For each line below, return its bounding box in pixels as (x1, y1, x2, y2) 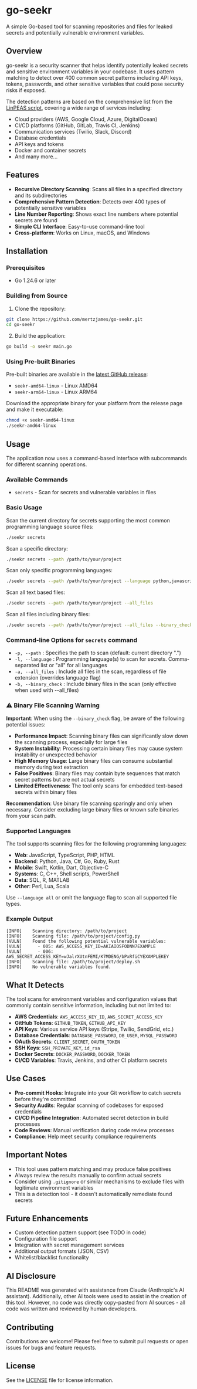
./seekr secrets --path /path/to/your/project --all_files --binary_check (6, 622, 193, 628)
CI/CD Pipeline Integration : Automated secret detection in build (14, 1114, 169, 1121)
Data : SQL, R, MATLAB (14, 876, 70, 883)
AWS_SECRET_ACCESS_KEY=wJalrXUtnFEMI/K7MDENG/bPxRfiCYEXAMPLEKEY (6, 954, 169, 960)
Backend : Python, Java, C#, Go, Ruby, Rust (14, 857, 120, 865)
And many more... (14, 153, 58, 160)
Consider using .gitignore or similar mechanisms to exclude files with (14, 1178, 185, 1185)
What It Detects (6, 980, 64, 990)
